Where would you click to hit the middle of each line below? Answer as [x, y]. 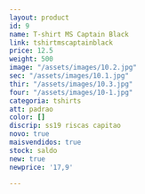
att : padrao [31, 109]
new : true [28, 159]
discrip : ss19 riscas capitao [65, 126]
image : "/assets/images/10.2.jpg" [73, 68]
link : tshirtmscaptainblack [61, 42]
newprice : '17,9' [41, 167]
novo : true [29, 134]
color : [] [28, 117]
